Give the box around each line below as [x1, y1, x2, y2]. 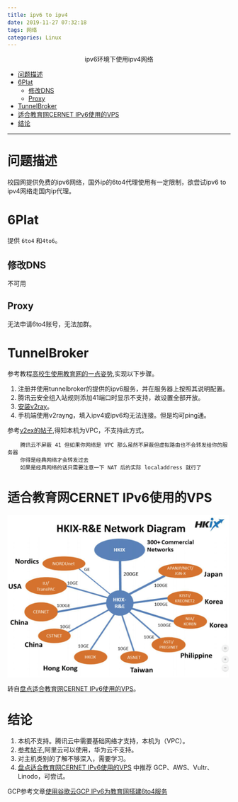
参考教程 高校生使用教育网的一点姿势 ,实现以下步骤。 [7, 369, 159, 378]
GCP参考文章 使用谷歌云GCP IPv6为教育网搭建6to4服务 [7, 787, 168, 796]
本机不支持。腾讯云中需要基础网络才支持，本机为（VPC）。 [17, 737, 189, 745]
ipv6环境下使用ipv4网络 [84, 55, 154, 64]
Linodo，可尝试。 [17, 772, 69, 781]
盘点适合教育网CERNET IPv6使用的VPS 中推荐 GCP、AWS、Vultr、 [17, 763, 214, 772]
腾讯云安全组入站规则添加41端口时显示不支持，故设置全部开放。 [17, 393, 205, 401]
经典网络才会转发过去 [35, 457, 89, 464]
